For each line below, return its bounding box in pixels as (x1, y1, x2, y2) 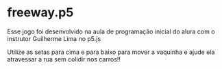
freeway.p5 (7, 5, 74, 20)
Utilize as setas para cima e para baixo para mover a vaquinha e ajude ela (7, 48, 215, 56)
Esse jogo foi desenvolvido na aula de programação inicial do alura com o (7, 27, 215, 36)
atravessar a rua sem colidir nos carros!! (7, 55, 121, 63)
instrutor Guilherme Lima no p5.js (7, 34, 101, 42)
